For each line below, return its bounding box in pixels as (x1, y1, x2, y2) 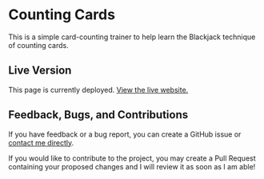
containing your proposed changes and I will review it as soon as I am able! (8, 161, 256, 171)
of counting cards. (8, 40, 70, 50)
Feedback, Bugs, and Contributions (8, 108, 189, 121)
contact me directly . (8, 137, 74, 147)
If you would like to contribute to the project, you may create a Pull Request (8, 153, 256, 163)
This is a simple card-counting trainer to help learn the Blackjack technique (8, 32, 256, 42)
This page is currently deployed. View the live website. (8, 85, 189, 94)
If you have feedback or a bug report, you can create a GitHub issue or (8, 129, 242, 139)
